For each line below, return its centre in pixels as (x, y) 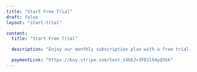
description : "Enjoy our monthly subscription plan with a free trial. (102, 50)
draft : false (22, 17)
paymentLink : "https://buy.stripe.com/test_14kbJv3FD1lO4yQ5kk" (92, 60)
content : (17, 33)
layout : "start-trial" (34, 22)
